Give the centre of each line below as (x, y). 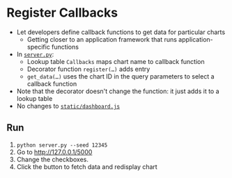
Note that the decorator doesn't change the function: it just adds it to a (118, 91)
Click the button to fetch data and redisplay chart (87, 167)
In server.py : (35, 54)
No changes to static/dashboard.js (68, 106)
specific (38, 47)
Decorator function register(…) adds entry (88, 69)
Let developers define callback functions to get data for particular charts (121, 32)
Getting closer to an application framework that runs (102, 39)
